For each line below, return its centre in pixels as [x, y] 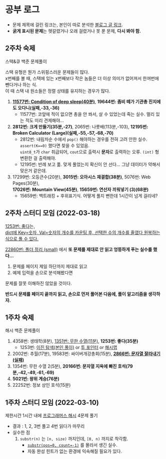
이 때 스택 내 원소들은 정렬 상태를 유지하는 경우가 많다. [58, 91]
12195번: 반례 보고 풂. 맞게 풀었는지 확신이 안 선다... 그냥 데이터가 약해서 [90, 164]
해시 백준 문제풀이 [22, 330]
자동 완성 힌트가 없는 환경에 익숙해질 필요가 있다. [75, 451]
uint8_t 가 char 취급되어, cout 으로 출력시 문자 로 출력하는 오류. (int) [87, 152]
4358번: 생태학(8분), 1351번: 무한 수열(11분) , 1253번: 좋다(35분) [75, 341]
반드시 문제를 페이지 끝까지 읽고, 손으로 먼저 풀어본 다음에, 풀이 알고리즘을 [76, 294]
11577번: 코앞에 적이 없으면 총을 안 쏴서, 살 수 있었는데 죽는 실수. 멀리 [87, 114]
